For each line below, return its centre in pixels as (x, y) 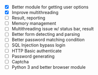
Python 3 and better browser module (49, 67)
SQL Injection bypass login (38, 45)
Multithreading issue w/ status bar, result (53, 29)
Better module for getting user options (50, 7)
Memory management (34, 23)
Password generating (33, 56)
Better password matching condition (48, 40)
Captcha (20, 61)
